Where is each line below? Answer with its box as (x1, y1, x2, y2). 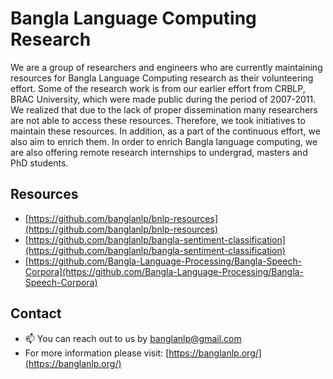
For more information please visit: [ (24, 347, 170, 359)
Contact (10, 305, 62, 322)
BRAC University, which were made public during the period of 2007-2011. (10, 93, 317, 105)
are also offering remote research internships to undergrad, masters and (10, 146, 308, 158)
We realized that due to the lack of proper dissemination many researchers (10, 103, 318, 116)
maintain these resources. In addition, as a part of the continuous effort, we (10, 125, 321, 137)
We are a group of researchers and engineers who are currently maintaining (10, 61, 323, 73)
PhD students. (10, 157, 69, 169)
